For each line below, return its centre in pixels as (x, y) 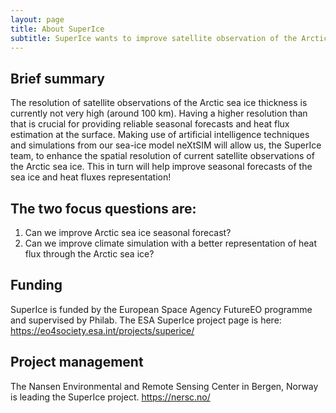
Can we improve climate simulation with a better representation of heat (171, 243)
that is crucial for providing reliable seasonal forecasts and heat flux (150, 124)
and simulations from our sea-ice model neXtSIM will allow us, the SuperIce (166, 145)
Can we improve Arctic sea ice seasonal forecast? (128, 232)
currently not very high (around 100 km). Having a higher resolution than (159, 113)
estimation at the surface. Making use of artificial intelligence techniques (160, 135)
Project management (77, 362)
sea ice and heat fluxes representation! (91, 177)
